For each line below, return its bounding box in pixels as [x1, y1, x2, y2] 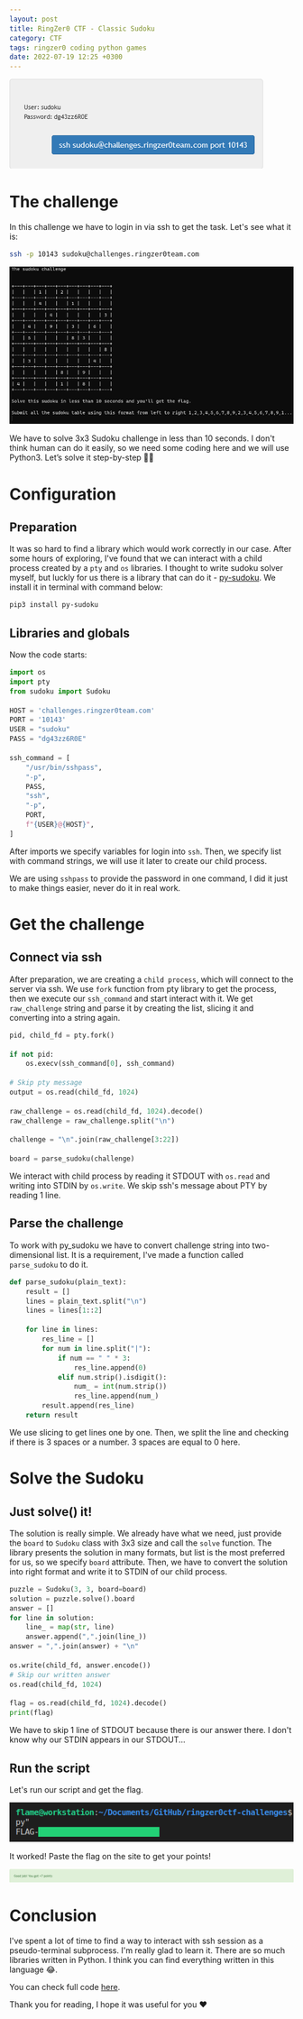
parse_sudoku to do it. [9, 1259, 88, 1270]
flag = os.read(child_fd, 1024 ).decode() [9, 1699, 168, 1708]
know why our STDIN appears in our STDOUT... [9, 1734, 187, 1745]
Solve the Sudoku [9, 1468, 144, 1489]
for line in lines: [25, 1326, 99, 1335]
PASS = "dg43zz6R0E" [9, 735, 87, 744]
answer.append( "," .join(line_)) [25, 1632, 147, 1641]
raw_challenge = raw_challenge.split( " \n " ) [9, 1116, 176, 1125]
